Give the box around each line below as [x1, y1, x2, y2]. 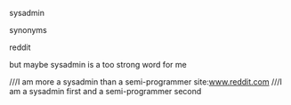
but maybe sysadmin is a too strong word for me [9, 60, 187, 69]
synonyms [9, 25, 47, 35]
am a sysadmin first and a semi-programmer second [9, 86, 202, 96]
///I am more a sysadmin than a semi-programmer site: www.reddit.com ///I [9, 77, 283, 87]
